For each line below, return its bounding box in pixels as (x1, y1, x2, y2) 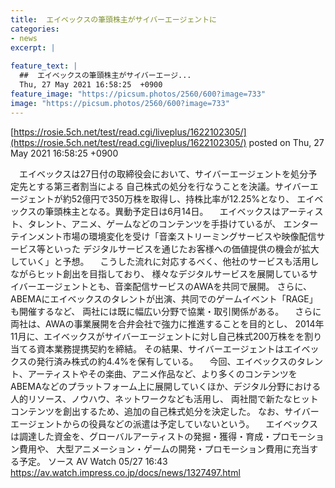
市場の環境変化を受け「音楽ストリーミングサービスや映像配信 (62, 230, 317, 242)
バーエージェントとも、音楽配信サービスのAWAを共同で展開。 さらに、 (18, 280, 313, 292)
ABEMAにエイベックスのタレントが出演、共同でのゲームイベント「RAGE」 (10, 292, 318, 305)
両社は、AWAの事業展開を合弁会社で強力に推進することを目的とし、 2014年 (10, 317, 325, 330)
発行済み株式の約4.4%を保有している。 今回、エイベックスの (36, 355, 298, 367)
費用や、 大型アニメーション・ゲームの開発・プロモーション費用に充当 (18, 442, 310, 455)
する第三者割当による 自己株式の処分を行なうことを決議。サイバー (36, 180, 310, 192)
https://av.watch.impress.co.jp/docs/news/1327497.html (10, 466, 241, 478)
